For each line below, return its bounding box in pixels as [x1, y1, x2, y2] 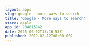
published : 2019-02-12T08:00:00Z [5, 34, 73, 39]
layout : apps [5, 7, 32, 12]
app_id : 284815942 [5, 25, 42, 30]
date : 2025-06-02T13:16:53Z [5, 29, 62, 34]
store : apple [5, 20, 32, 25]
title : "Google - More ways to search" [5, 16, 86, 21]
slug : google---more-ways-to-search [5, 11, 79, 16]
